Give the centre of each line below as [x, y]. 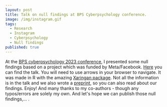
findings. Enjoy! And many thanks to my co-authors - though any [72, 88]
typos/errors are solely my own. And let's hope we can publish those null [80, 93]
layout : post [19, 10]
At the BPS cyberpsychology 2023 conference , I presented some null [77, 61]
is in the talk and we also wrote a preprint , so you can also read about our [81, 83]
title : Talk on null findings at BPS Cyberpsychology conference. [76, 15]
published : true [22, 47]
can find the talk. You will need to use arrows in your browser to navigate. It [83, 72]
